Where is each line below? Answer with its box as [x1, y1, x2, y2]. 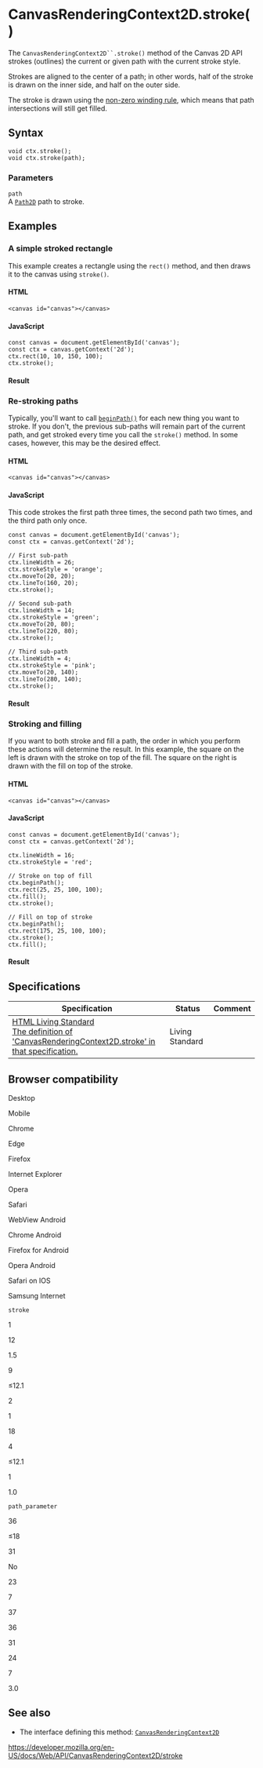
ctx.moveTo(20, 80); [8, 620, 76, 629]
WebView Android [8, 1215, 67, 1224]
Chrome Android [8, 1230, 62, 1240]
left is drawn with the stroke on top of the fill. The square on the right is [8, 753, 237, 762]
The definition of [12, 1026, 73, 1037]
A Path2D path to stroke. [8, 197, 85, 206]
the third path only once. [8, 516, 88, 525]
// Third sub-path [8, 648, 68, 656]
